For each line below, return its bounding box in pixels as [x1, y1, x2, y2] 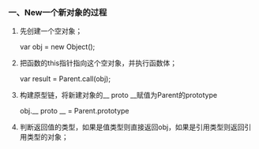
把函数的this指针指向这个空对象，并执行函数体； [19, 58, 178, 68]
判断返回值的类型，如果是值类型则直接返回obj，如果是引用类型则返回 [19, 122, 245, 132]
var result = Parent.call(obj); [19, 74, 111, 84]
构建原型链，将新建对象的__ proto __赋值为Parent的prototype [19, 91, 218, 100]
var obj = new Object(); [19, 42, 96, 52]
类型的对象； [26, 132, 69, 142]
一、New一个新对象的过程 [8, 6, 107, 17]
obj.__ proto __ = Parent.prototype [19, 106, 129, 116]
